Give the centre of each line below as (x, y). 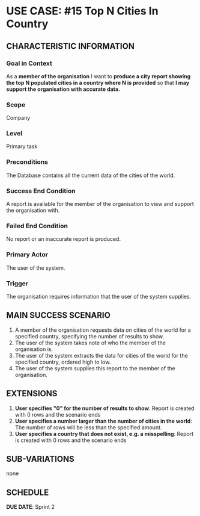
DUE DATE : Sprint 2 (31, 507)
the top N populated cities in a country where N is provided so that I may (98, 82)
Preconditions (27, 162)
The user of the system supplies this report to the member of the (95, 368)
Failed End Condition (37, 226)
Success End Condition (41, 191)
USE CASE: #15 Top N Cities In (82, 11)
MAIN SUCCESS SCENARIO (59, 315)
